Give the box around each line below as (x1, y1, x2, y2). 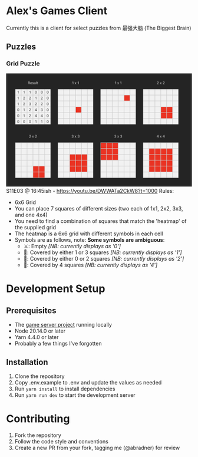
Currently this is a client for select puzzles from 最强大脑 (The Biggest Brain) (6, 24, 192, 31)
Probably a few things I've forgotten (14, 340, 102, 347)
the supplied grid (14, 224, 56, 231)
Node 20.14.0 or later (14, 327, 66, 334)
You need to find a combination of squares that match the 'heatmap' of (14, 218, 187, 225)
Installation (6, 357, 48, 367)
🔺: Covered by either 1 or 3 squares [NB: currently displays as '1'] (23, 249, 182, 256)
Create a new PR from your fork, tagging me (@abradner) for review (14, 444, 180, 451)
